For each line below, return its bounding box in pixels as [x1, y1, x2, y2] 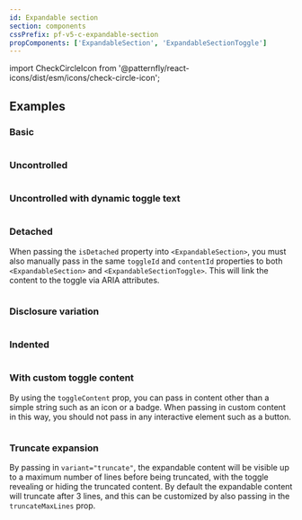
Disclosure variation [9, 305, 100, 318]
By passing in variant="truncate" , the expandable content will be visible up [9, 462, 289, 473]
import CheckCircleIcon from [9, 63, 117, 74]
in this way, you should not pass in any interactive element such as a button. [9, 411, 292, 422]
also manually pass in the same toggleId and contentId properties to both [9, 256, 283, 266]
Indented [9, 338, 49, 351]
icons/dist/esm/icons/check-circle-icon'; [9, 73, 160, 84]
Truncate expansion [9, 442, 99, 454]
